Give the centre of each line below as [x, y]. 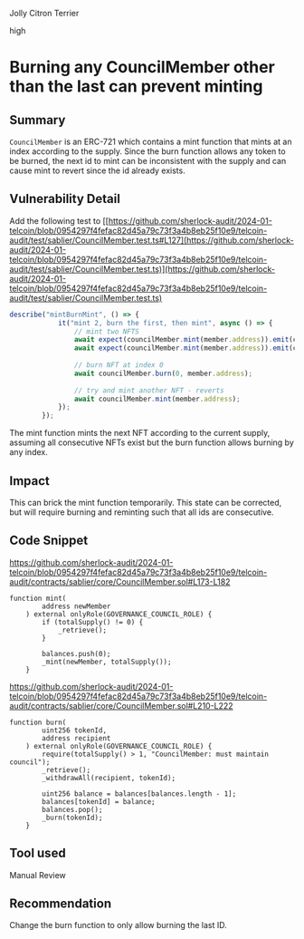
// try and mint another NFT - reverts [149, 390]
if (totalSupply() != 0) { [93, 622]
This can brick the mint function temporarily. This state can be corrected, [146, 503]
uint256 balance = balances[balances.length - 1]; [139, 794]
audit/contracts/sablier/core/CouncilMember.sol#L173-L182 [120, 581]
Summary [38, 120]
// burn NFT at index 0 [119, 365]
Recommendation [60, 904]
